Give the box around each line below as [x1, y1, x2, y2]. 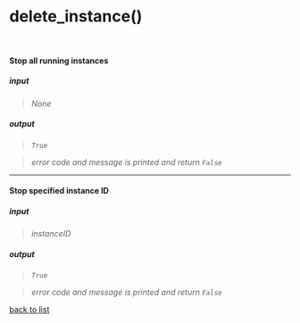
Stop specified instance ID [9, 186, 110, 196]
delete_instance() [9, 6, 143, 27]
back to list [9, 304, 50, 315]
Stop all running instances [9, 55, 109, 66]
